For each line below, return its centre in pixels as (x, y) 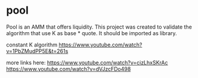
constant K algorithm (32, 45)
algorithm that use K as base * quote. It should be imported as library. (92, 33)
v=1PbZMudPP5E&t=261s (37, 51)
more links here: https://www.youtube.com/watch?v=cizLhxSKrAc (87, 63)
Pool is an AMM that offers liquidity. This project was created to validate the (99, 27)
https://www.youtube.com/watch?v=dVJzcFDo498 (69, 68)
